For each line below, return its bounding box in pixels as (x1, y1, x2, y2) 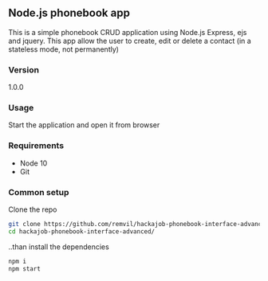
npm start (8, 264, 41, 273)
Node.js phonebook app (8, 6, 130, 20)
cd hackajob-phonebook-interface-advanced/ (8, 227, 156, 236)
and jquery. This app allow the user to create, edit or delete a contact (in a (8, 36, 251, 45)
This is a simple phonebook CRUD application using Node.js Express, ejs (8, 27, 247, 37)
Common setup (8, 186, 69, 197)
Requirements (8, 140, 65, 151)
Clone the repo (8, 205, 57, 214)
